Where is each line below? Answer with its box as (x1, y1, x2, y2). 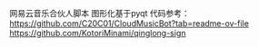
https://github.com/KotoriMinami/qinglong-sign (9, 28, 186, 38)
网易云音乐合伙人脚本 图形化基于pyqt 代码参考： (9, 8, 190, 18)
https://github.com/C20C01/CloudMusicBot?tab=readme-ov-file (9, 18, 250, 29)
